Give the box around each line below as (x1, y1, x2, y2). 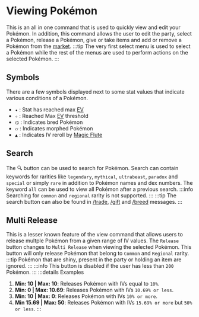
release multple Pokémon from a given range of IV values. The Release (6, 237, 179, 244)
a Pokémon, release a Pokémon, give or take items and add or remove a (6, 36, 182, 43)
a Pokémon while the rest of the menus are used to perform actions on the (6, 49, 188, 56)
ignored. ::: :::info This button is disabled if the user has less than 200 (6, 262, 174, 270)
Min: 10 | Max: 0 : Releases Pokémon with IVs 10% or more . (14, 293, 157, 300)
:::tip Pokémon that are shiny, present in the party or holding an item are (6, 256, 182, 263)
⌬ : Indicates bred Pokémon (14, 119, 83, 126)
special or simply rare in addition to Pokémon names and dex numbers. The (6, 179, 193, 186)
